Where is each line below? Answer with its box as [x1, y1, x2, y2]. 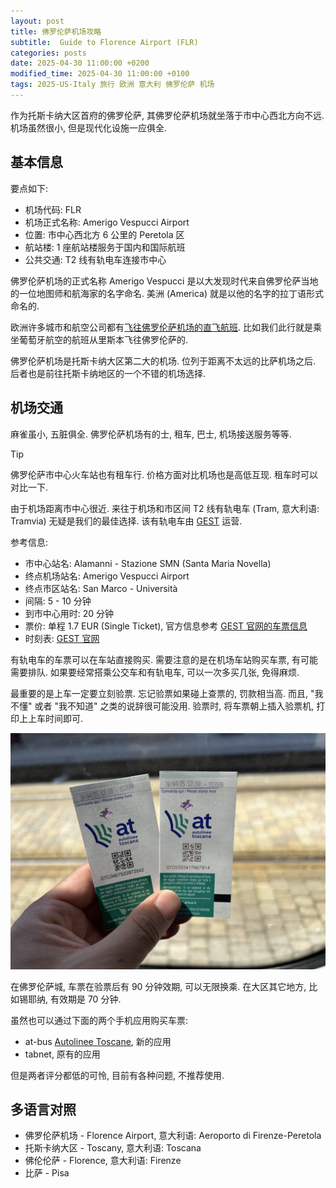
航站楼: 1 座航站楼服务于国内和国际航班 [24, 241, 186, 253]
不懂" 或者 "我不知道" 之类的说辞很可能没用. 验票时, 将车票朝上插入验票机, [10, 700, 315, 712]
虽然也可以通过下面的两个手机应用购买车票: [10, 1014, 189, 1026]
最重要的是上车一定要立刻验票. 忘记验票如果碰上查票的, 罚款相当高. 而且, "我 [10, 687, 324, 699]
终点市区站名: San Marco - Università [24, 582, 178, 594]
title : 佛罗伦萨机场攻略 [10, 26, 102, 37]
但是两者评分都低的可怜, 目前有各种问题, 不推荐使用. [10, 1069, 225, 1081]
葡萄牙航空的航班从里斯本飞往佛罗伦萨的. [18, 333, 189, 345]
